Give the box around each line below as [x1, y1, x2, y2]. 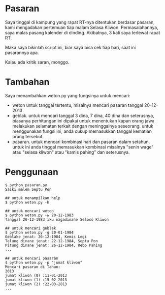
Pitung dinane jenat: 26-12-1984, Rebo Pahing [5, 243, 102, 248]
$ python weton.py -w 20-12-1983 [5, 212, 74, 218]
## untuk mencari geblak [5, 226, 56, 231]
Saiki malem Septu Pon [5, 187, 52, 192]
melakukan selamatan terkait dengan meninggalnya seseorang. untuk [12, 123, 154, 129]
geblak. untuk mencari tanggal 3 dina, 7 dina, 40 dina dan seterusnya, [12, 113, 154, 118]
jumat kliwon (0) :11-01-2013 [5, 273, 67, 278]
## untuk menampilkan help [5, 195, 61, 201]
